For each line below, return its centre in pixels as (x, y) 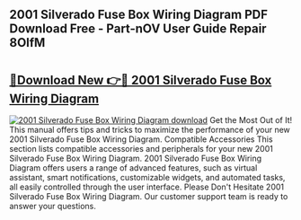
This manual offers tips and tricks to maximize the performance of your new (150, 130)
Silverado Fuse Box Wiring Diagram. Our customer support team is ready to (149, 196)
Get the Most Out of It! (251, 120)
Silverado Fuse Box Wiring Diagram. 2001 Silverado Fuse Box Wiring (136, 158)
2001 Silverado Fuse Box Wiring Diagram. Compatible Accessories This (141, 139)
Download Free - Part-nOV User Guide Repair (138, 29)
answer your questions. (53, 206)
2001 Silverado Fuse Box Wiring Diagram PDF (138, 15)
